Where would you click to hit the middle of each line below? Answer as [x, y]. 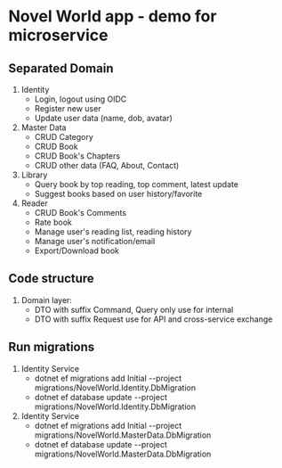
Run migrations [52, 347]
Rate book [53, 222]
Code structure [51, 279]
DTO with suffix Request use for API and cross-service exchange [153, 319]
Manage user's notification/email [95, 241]
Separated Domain [61, 68]
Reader [34, 203]
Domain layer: [47, 300]
